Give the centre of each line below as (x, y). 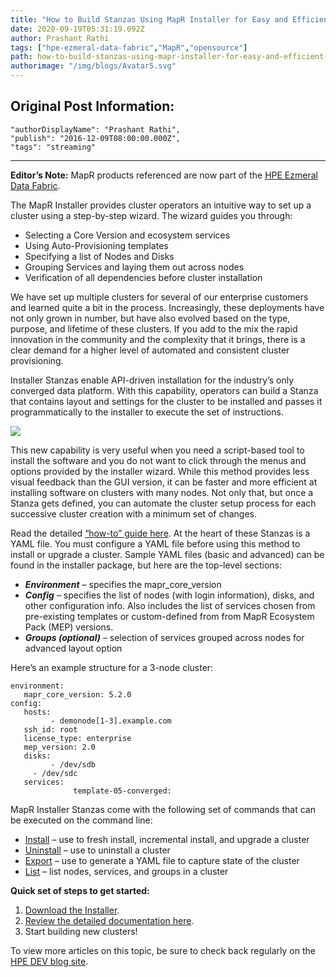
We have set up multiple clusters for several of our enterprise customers (159, 297)
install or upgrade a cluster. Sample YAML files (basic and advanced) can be (167, 554)
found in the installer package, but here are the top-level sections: (146, 565)
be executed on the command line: (81, 820)
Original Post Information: (92, 106)
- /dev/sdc (55, 773)
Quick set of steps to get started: (80, 890)
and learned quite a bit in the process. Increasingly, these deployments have (167, 307)
